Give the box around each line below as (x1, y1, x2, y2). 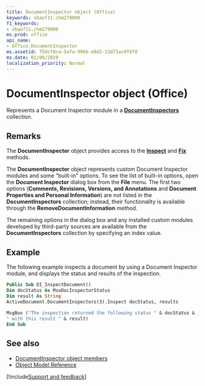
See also (6, 338, 40, 349)
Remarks (6, 131, 41, 141)
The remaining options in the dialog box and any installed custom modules (6, 217, 193, 224)
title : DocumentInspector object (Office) (6, 9, 116, 15)
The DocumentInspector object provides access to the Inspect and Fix (6, 147, 187, 155)
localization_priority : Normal (6, 60, 86, 66)
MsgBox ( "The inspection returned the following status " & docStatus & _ (6, 310, 201, 316)
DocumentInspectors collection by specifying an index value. (6, 229, 162, 237)
